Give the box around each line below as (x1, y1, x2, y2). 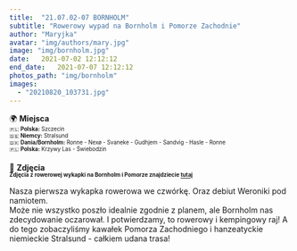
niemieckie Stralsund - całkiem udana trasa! (9, 233, 171, 244)
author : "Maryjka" (9, 29, 78, 38)
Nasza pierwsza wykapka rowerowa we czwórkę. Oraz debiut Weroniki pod (9, 185, 287, 197)
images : (9, 79, 38, 88)
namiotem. (9, 195, 49, 205)
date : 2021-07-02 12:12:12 (9, 54, 118, 63)
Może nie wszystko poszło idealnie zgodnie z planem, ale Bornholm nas (9, 205, 274, 215)
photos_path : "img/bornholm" (9, 71, 118, 80)
